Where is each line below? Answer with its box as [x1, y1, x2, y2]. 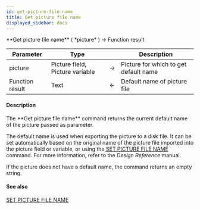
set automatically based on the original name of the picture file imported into [6, 139, 194, 146]
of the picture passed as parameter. [6, 121, 94, 128]
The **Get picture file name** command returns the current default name [6, 114, 188, 122]
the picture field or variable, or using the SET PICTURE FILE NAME [6, 145, 168, 152]
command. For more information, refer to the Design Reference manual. [6, 151, 182, 158]
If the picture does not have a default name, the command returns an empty [6, 163, 192, 170]
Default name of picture [121, 77, 187, 86]
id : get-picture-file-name [6, 8, 73, 15]
